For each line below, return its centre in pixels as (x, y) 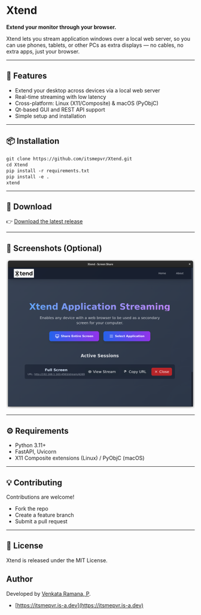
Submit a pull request (41, 521)
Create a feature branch (44, 515)
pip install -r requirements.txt (48, 171)
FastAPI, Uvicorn (36, 452)
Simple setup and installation (50, 116)
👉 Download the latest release (45, 221)
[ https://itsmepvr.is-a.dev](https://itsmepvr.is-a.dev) (79, 605)
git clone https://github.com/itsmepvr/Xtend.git (69, 159)
